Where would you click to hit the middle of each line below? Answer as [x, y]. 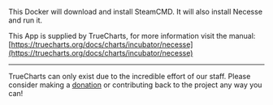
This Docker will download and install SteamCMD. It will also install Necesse [135, 12]
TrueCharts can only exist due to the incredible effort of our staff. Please [130, 76]
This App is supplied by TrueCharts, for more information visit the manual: [132, 36]
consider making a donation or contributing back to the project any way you [135, 85]
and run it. [26, 20]
